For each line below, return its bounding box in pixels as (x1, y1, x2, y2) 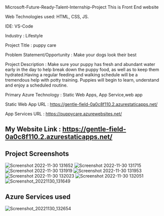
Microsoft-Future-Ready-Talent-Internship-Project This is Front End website (5, 4, 159, 10)
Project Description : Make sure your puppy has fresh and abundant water (5, 62, 156, 67)
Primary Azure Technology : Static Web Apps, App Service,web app (5, 92, 143, 97)
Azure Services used (5, 192, 70, 201)
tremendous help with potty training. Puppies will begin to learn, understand (5, 77, 159, 83)
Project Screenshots (5, 150, 69, 158)
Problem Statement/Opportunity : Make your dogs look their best (5, 52, 137, 58)
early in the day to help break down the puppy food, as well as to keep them (5, 66, 159, 72)
